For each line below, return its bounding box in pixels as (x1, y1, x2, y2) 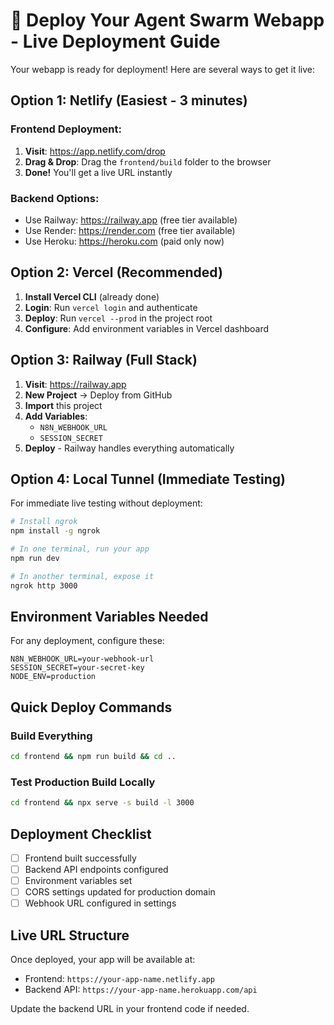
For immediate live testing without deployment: (10, 497, 203, 509)
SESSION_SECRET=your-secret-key (10, 663, 145, 673)
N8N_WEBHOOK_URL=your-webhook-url (10, 654, 155, 664)
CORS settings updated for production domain (24, 886, 216, 898)
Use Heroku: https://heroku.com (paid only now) (24, 235, 225, 247)
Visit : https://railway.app (24, 378, 127, 390)
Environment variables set (24, 875, 133, 887)
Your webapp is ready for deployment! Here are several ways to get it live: (10, 63, 316, 75)
